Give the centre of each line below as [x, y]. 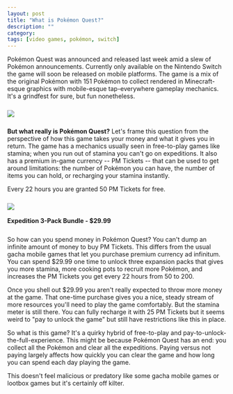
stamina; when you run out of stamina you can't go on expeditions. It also [112, 154]
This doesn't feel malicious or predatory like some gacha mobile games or [113, 376]
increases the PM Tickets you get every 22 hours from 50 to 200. [101, 277]
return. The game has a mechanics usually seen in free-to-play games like [114, 146]
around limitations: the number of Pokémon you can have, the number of [111, 168]
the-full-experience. [36, 340]
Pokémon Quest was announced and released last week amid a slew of [109, 59]
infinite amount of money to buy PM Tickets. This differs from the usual [109, 247]
